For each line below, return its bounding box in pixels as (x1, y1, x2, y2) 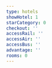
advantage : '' (6, 47, 41, 53)
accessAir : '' (6, 36, 41, 42)
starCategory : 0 (6, 20, 46, 25)
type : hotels (6, 8, 38, 15)
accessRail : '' (6, 31, 44, 37)
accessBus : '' (6, 42, 41, 48)
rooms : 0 (6, 53, 28, 59)
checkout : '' (6, 25, 38, 31)
